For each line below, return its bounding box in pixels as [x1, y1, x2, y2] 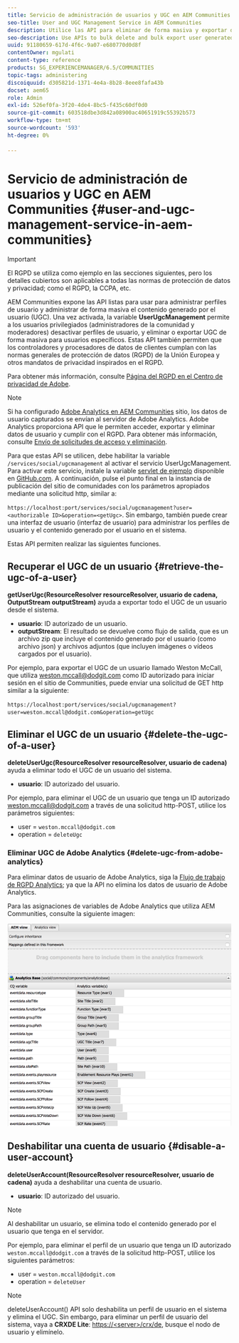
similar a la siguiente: [7, 686, 69, 695]
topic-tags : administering [7, 71, 87, 78]
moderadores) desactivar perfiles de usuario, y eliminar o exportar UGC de [7, 328, 227, 336]
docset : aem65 [7, 86, 50, 94]
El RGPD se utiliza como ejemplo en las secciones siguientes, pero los [7, 269, 213, 277]
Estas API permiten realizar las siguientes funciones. [7, 540, 161, 548]
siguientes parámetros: [7, 1255, 75, 1265]
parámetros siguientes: [7, 809, 75, 818]
